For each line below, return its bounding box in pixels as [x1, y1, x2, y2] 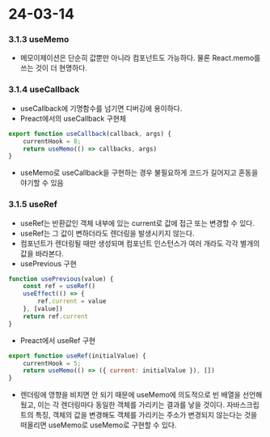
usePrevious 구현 [19, 258, 77, 268]
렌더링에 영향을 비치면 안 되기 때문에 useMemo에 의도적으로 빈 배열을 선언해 [19, 390, 263, 400]
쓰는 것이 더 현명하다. [19, 63, 87, 73]
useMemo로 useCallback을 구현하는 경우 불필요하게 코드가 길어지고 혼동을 [19, 168, 259, 178]
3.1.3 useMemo [8, 34, 70, 45]
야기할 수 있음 [19, 178, 64, 188]
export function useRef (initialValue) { [8, 351, 147, 360]
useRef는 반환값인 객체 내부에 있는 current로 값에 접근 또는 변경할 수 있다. [19, 218, 255, 227]
